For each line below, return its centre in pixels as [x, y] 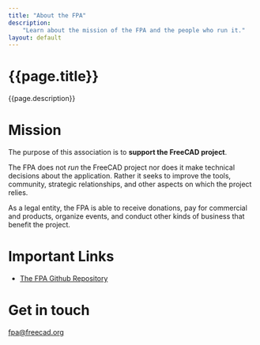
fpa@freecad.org [36, 332]
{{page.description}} [42, 99]
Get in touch [49, 311]
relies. [18, 193]
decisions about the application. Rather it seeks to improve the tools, [120, 176]
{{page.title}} [53, 77]
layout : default [35, 37]
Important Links [61, 257]
